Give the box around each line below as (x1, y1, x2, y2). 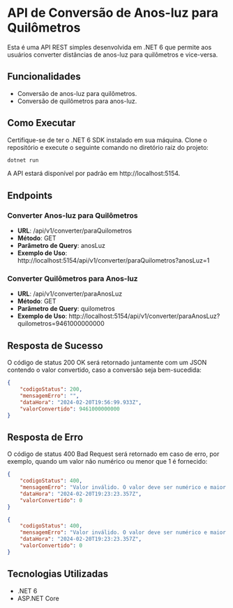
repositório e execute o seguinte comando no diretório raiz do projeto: (7, 143, 209, 151)
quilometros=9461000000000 (17, 319, 105, 328)
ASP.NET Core (17, 594, 59, 602)
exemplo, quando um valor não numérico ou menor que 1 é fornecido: (7, 457, 208, 466)
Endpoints (7, 189, 53, 201)
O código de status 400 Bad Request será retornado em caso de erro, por (7, 450, 220, 458)
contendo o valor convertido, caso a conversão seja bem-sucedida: (7, 366, 202, 374)
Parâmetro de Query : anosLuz (17, 242, 106, 250)
